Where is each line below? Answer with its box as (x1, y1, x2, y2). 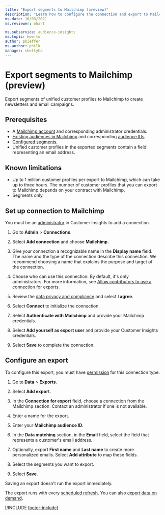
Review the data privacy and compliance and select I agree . (12, 294, 134, 299)
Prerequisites (5, 115, 47, 123)
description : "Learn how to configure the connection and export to (5, 12, 148, 17)
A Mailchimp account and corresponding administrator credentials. (12, 128, 148, 134)
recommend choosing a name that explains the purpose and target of (12, 259, 153, 265)
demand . (5, 495, 23, 501)
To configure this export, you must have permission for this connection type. (5, 369, 160, 375)
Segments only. (12, 192, 44, 198)
